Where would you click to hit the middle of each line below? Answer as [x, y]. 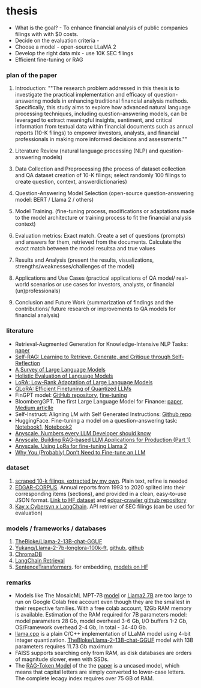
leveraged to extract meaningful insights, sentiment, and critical [94, 120]
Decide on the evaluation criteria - [57, 40]
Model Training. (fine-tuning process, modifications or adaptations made [105, 211]
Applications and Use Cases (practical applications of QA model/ [95, 278]
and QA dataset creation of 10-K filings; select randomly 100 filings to [100, 175]
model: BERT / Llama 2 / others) [54, 200]
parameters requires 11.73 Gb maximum [64, 647]
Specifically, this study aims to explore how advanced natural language [103, 107]
